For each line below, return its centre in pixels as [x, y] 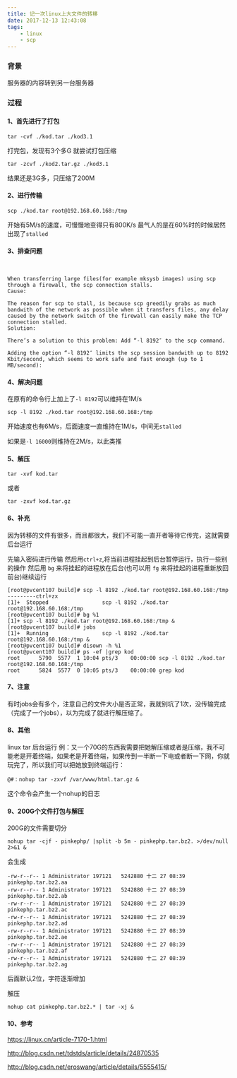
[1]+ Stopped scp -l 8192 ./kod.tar [88, 602]
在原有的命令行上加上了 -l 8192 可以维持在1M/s [75, 399]
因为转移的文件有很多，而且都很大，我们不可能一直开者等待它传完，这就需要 [119, 535]
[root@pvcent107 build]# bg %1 [53, 615]
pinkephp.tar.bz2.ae [38, 937]
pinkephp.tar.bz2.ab [38, 896]
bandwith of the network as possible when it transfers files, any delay [118, 309]
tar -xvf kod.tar [33, 474]
